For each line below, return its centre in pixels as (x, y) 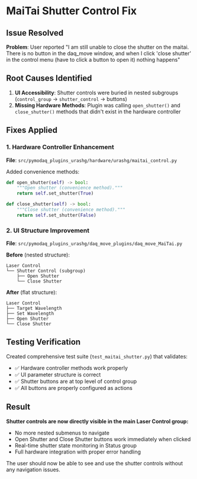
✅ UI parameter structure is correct (58, 375)
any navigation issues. (33, 470)
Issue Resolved (35, 33)
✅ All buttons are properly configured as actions (74, 388)
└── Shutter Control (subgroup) (46, 271)
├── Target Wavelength (34, 309)
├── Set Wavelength (30, 314)
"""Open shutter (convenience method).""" (70, 188)
